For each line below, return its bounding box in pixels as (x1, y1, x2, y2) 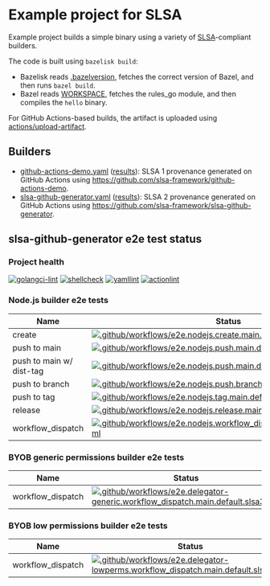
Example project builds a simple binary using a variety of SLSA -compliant (8, 32, 252, 42)
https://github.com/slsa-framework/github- (92, 174, 235, 184)
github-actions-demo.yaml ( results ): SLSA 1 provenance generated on (19, 166, 252, 176)
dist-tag (12, 365, 44, 376)
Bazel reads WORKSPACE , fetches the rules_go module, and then (19, 88, 237, 98)
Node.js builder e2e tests (8, 295, 108, 306)
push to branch (12, 378, 70, 389)
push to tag (12, 391, 55, 403)
